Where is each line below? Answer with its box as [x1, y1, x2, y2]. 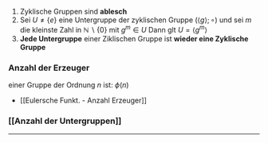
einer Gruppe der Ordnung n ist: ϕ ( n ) [8, 79, 129, 90]
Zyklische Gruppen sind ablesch [19, 7, 128, 16]
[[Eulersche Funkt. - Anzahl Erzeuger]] [19, 95, 148, 105]
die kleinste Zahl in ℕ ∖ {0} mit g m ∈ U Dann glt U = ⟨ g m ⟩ [19, 24, 207, 34]
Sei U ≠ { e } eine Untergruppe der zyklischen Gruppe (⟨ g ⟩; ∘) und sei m [19, 15, 252, 25]
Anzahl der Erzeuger [8, 62, 90, 73]
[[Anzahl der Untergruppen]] [8, 115, 122, 126]
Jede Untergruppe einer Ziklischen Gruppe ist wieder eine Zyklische [19, 33, 249, 43]
